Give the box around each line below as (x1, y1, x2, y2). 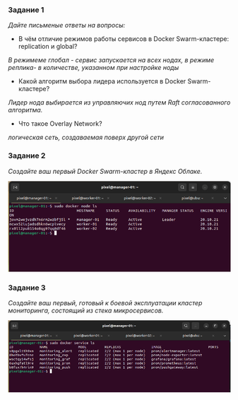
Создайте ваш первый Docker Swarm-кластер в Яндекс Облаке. (8, 167, 203, 175)
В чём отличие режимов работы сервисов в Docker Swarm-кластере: (18, 35, 230, 43)
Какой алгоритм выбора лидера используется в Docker (18, 77, 186, 86)
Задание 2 (8, 151, 46, 160)
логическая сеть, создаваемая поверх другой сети (8, 133, 165, 142)
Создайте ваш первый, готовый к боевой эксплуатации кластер (8, 299, 203, 307)
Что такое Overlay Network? (18, 119, 102, 128)
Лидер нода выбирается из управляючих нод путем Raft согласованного (8, 98, 231, 107)
